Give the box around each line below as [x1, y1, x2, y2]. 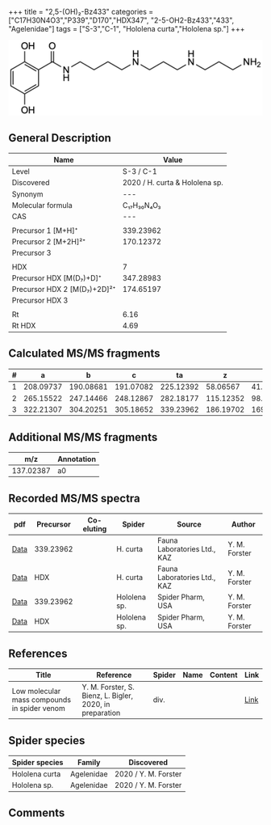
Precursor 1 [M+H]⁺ [11, 226, 78, 235]
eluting [82, 523, 107, 533]
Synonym [11, 189, 44, 199]
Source [177, 519, 202, 529]
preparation [81, 708, 121, 717]
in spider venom [11, 704, 66, 713]
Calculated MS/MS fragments [8, 347, 161, 361]
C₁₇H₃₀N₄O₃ [122, 200, 161, 209]
